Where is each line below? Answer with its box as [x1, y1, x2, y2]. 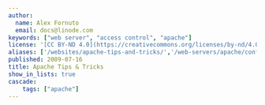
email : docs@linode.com [15, 26, 93, 34]
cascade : [8, 77, 37, 85]
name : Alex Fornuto [15, 19, 80, 27]
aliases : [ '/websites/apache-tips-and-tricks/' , [8, 48, 171, 56]
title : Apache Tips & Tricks [8, 63, 104, 71]
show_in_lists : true [8, 70, 77, 78]
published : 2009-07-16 [8, 56, 83, 64]
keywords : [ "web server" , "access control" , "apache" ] [8, 33, 192, 42]
